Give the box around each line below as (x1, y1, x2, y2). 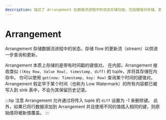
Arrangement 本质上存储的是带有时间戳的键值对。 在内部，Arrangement (5, 62, 152, 68)
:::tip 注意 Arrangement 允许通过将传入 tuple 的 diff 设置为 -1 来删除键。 (5, 97, 153, 103)
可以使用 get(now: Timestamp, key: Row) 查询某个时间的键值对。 (23, 75, 156, 80)
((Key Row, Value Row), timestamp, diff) (19, 69, 106, 74)
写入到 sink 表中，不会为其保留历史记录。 (5, 87, 90, 93)
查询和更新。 (13, 51, 40, 57)
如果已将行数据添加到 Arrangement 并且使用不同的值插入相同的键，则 (13, 103, 156, 109)
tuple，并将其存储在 (112, 68, 153, 74)
